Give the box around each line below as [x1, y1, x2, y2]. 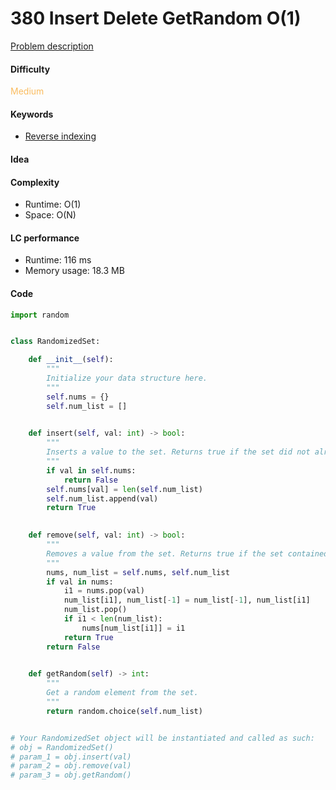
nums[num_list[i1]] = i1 [81, 623, 186, 633]
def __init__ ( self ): [28, 355, 114, 365]
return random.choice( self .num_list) [46, 706, 203, 716]
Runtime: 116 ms [24, 254, 92, 266]
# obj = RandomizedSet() [10, 742, 114, 752]
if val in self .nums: [46, 465, 137, 476]
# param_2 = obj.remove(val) [10, 761, 132, 771]
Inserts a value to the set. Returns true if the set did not [46, 447, 311, 457]
